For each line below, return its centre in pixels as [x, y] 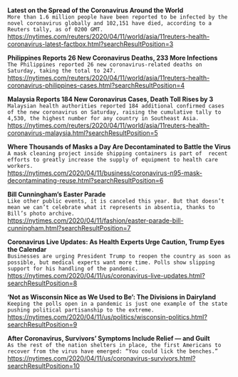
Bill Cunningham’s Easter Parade [57, 194]
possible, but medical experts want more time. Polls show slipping [111, 262]
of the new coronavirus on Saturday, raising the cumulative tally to [114, 112]
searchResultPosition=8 [42, 283]
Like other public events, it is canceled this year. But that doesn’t [116, 201]
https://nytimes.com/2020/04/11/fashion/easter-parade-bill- [95, 221]
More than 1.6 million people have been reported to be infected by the [118, 17]
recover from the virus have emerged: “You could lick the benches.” [113, 351]
